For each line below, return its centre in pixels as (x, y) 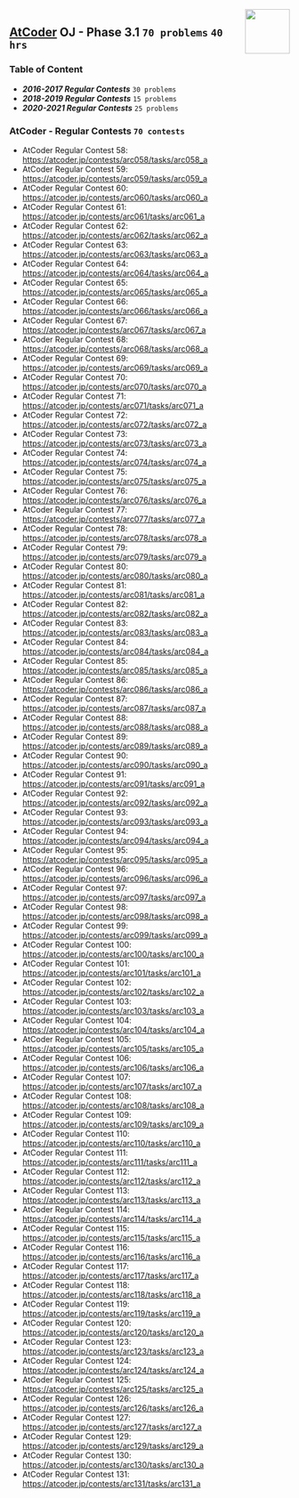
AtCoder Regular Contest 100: (77, 944)
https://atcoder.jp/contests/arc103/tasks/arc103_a (113, 1010)
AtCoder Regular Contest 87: (75, 699)
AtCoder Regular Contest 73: (75, 433)
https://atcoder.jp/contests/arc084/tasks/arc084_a (115, 651)
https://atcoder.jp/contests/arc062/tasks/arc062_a (115, 235)
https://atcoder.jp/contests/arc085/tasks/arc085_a (115, 670)
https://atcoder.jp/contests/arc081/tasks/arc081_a (113, 595)
